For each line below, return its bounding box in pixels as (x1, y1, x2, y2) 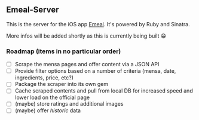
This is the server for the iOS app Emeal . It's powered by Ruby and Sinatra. (6, 20, 190, 27)
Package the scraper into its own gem (14, 81, 109, 88)
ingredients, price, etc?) (14, 74, 74, 81)
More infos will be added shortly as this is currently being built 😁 (6, 32, 167, 39)
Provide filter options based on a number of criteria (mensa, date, (14, 67, 176, 75)
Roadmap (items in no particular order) (6, 47, 121, 56)
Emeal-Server (6, 5, 59, 15)
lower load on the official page (14, 94, 90, 101)
